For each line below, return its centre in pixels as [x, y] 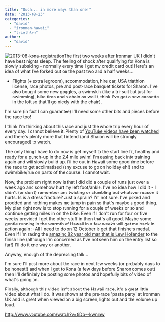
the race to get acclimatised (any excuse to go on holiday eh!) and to [75, 167]
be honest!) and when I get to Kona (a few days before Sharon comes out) [80, 269]
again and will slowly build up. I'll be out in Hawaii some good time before [80, 162]
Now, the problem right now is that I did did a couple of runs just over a [77, 182]
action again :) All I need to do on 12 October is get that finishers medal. [78, 229]
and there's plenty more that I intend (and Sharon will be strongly [71, 136]
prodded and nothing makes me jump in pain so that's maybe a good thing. [81, 203]
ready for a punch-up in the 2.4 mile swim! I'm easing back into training [78, 157]
